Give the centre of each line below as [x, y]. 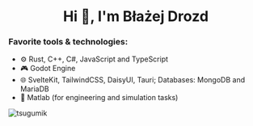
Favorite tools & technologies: [68, 42]
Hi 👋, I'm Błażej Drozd [136, 17]
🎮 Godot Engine [48, 69]
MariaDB [35, 89]
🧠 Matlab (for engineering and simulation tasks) [99, 98]
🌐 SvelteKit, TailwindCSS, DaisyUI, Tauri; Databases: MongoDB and [132, 80]
